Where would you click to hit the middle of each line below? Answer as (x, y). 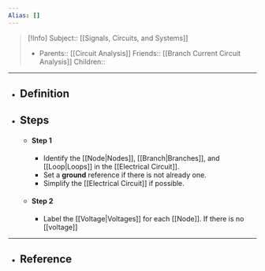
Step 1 (42, 140)
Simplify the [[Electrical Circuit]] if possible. (114, 183)
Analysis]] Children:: (72, 61)
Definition (44, 94)
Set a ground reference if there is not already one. (125, 175)
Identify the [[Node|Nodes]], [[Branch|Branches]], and (131, 158)
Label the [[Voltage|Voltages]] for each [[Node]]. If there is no (144, 218)
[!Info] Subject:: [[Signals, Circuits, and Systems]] (108, 38)
